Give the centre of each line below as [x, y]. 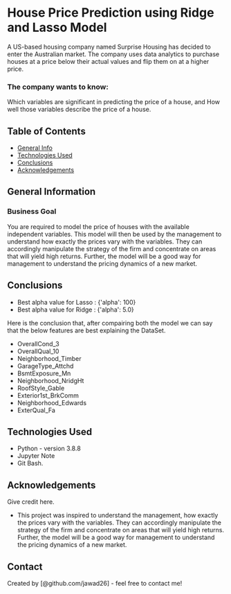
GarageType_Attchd [45, 366]
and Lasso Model [57, 27]
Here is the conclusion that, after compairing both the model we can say [110, 323]
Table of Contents [47, 131]
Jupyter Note [36, 456]
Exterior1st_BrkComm [48, 395]
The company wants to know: [58, 87]
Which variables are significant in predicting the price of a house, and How [113, 102]
